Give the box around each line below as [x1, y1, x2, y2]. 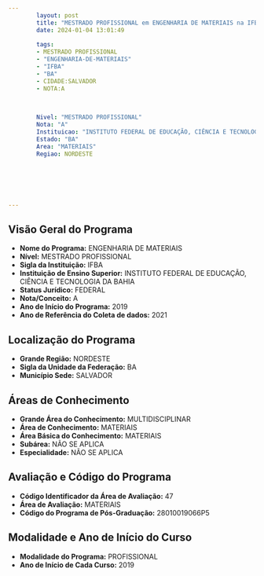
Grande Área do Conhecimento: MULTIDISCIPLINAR [19, 414, 191, 424]
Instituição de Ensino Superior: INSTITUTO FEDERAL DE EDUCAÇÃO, [19, 269, 247, 278]
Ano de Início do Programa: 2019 [19, 302, 128, 311]
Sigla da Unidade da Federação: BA [19, 362, 137, 372]
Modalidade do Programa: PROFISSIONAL [19, 552, 159, 561]
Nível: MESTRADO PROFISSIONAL [19, 252, 132, 262]
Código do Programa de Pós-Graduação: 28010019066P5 [19, 508, 210, 517]
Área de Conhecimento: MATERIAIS [19, 423, 137, 432]
